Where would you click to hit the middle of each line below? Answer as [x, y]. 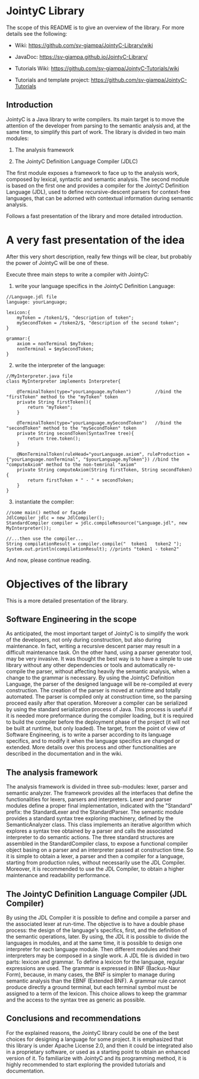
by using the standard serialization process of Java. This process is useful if [99, 709]
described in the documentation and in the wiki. [64, 753]
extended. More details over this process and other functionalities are [91, 748]
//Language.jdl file [32, 297]
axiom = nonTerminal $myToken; [56, 343]
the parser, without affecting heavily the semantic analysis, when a [108, 671]
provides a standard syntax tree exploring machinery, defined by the [90, 818]
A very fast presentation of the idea [96, 240]
